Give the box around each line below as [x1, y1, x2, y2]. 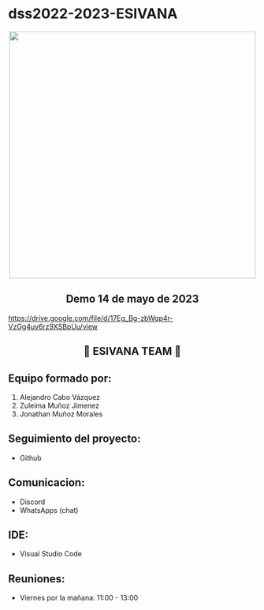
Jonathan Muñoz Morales [19, 409, 103, 419]
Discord [19, 497, 46, 506]
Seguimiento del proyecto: [8, 432, 141, 446]
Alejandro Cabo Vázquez [19, 392, 101, 401]
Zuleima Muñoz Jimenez [19, 401, 100, 410]
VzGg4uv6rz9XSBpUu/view [8, 322, 99, 331]
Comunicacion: [8, 476, 85, 490]
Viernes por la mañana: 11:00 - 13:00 [19, 593, 139, 603]
